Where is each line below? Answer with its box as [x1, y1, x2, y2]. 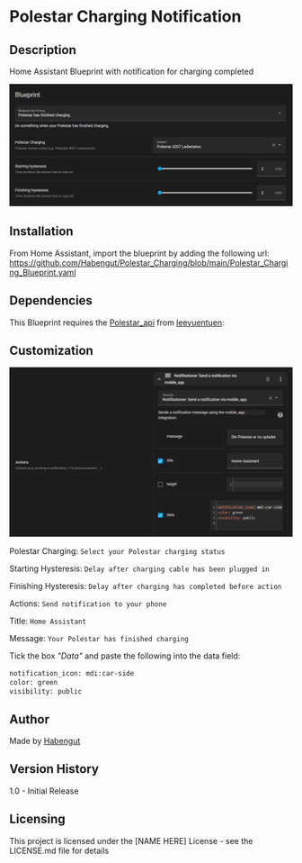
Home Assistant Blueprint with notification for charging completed [9, 66, 254, 77]
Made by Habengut [9, 736, 81, 747]
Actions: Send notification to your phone [9, 598, 167, 609]
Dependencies [9, 293, 93, 308]
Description [9, 42, 76, 58]
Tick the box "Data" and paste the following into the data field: [9, 650, 241, 661]
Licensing [9, 812, 66, 827]
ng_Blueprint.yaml [9, 267, 76, 277]
